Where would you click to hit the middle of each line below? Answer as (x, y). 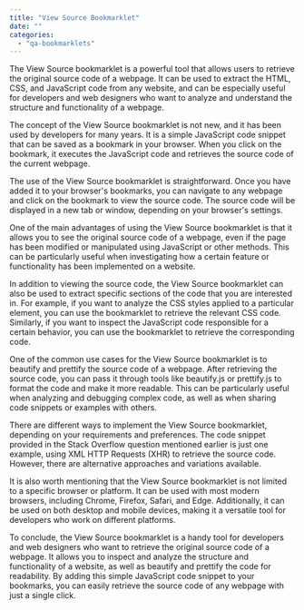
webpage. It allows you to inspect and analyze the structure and (129, 557)
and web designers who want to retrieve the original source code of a (139, 547)
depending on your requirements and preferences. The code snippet (137, 435)
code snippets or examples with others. (83, 408)
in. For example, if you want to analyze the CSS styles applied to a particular (152, 303)
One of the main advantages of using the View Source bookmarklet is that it (151, 228)
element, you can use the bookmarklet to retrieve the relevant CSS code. (145, 313)
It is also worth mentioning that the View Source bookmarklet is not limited (148, 481)
